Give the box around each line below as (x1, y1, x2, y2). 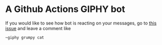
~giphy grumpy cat (5, 35, 44, 40)
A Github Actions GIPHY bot (5, 3, 125, 15)
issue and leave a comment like (5, 25, 71, 31)
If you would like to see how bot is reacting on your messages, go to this (5, 20, 157, 26)
